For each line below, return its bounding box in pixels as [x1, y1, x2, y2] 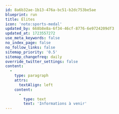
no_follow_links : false [5, 45, 56, 50]
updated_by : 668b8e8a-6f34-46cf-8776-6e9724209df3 [5, 26, 114, 31]
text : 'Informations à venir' [23, 101, 87, 106]
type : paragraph [14, 73, 49, 78]
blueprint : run [5, 12, 37, 17]
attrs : [14, 78, 28, 83]
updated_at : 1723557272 [5, 31, 56, 36]
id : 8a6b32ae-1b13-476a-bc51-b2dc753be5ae [5, 7, 96, 13]
